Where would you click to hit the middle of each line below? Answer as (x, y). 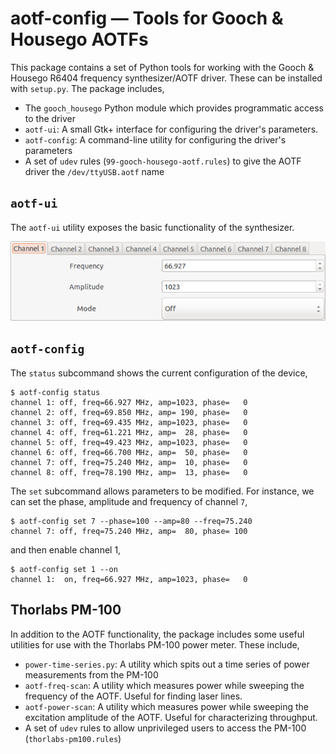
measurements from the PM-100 (91, 674)
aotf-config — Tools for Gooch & (147, 18)
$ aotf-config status (55, 392)
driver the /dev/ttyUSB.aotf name (94, 171)
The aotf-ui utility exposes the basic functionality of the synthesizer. (152, 227)
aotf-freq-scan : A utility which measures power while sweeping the (164, 685)
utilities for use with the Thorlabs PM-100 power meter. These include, (155, 644)
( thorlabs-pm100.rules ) (73, 738)
